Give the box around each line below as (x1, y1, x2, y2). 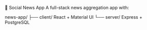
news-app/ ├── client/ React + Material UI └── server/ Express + (5, 14, 142, 20)
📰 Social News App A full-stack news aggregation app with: (5, 5, 129, 10)
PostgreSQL (5, 20, 30, 25)
